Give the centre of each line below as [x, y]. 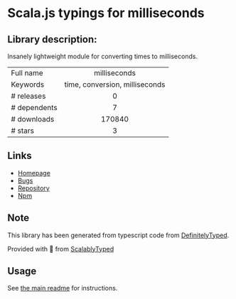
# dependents [34, 108]
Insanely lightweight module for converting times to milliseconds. [102, 56]
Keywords [28, 85]
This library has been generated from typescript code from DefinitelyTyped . [118, 235]
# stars [22, 131]
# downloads [33, 119]
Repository [33, 188]
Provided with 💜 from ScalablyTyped [61, 249]
